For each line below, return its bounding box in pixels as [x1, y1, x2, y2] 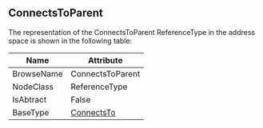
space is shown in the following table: [8, 36, 133, 45]
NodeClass [12, 81, 54, 92]
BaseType [12, 107, 50, 118]
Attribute [87, 55, 123, 66]
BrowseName [12, 68, 63, 79]
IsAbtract [12, 94, 47, 105]
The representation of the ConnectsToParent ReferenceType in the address [8, 27, 256, 37]
